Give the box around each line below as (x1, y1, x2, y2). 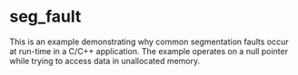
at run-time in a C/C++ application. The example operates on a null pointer (9, 45, 289, 56)
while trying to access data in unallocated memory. (9, 55, 201, 66)
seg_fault (9, 6, 82, 27)
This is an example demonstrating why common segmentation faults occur (9, 36, 289, 47)
